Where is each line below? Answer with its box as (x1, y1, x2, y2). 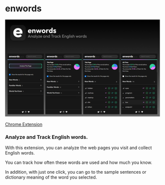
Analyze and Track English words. (5, 133, 88, 140)
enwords (5, 3, 42, 14)
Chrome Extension (5, 121, 43, 127)
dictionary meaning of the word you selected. (5, 174, 97, 180)
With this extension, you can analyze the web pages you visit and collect (5, 145, 152, 151)
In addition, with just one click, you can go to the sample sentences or (5, 169, 146, 175)
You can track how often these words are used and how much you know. (5, 159, 152, 165)
